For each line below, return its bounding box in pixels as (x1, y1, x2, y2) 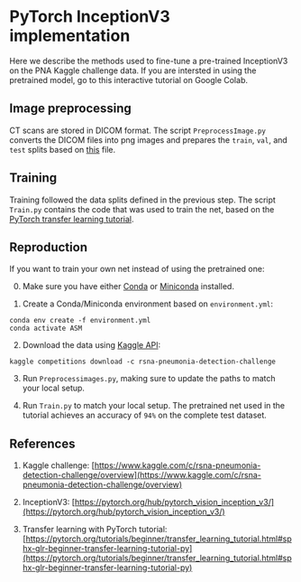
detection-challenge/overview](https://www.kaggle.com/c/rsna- (22, 470, 261, 481)
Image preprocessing (9, 101, 132, 117)
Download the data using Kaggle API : (22, 340, 161, 351)
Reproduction (9, 239, 88, 255)
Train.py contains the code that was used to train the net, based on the (9, 203, 275, 214)
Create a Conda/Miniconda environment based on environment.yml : (22, 298, 273, 309)
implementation (9, 25, 131, 46)
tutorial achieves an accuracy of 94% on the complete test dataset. (22, 409, 268, 421)
